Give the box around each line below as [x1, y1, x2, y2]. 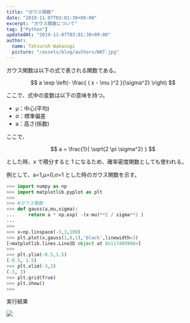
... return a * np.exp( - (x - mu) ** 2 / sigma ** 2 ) [6, 212, 144, 218]
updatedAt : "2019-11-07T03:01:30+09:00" [6, 32, 112, 38]
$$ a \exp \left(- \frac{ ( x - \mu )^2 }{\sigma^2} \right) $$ [30, 79, 176, 86]
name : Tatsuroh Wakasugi [12, 44, 75, 50]
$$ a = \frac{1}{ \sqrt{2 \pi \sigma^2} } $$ [50, 145, 156, 152]
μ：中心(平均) [15, 104, 50, 112]
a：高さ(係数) [15, 120, 50, 127]
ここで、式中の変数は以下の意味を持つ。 [6, 91, 108, 99]
